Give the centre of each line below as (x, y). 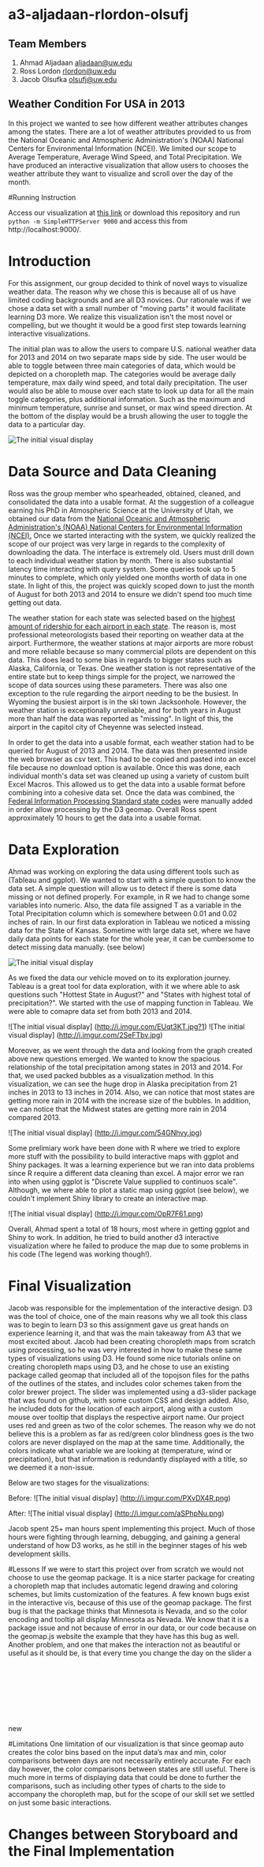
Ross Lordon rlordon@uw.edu (68, 71)
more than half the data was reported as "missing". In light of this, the (121, 718)
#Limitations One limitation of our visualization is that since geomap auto (126, 1744)
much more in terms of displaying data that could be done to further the (125, 1777)
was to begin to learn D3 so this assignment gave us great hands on (119, 1324)
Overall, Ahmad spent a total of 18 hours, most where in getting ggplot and (129, 1229)
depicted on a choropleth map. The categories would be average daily (122, 374)
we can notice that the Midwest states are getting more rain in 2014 (117, 1109)
